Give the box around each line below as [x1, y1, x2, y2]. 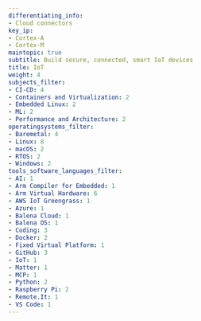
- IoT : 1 [8, 256, 37, 264]
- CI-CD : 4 [8, 85, 44, 94]
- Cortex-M [8, 41, 44, 49]
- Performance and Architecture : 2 [8, 115, 126, 123]
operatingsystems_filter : [8, 123, 94, 131]
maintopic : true [8, 49, 62, 57]
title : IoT [8, 64, 44, 72]
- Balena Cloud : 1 [8, 212, 69, 220]
